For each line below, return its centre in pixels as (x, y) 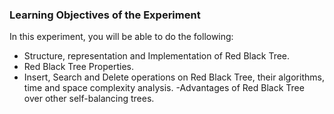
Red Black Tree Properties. (79, 67)
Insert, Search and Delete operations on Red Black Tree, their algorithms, (174, 77)
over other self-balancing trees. (89, 99)
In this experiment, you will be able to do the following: (121, 37)
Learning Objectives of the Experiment (105, 15)
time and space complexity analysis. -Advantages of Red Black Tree (164, 88)
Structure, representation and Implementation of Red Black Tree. (157, 56)
